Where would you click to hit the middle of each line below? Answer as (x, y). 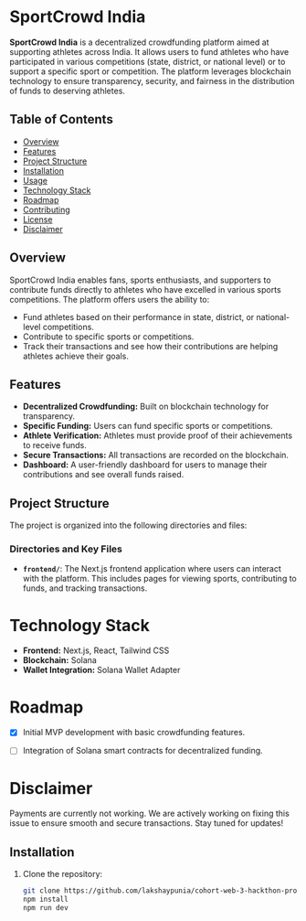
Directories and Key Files (66, 549)
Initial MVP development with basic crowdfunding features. (134, 733)
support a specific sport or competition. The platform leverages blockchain (151, 71)
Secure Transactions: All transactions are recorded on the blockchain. (156, 455)
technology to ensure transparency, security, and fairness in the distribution (152, 80)
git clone (42, 891)
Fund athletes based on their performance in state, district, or (138, 316)
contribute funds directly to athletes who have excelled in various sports (145, 289)
